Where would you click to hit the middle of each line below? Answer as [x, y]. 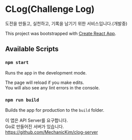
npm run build [22, 100]
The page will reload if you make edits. [45, 82]
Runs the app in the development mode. [46, 72]
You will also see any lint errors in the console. [53, 87]
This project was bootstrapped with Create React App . [61, 33]
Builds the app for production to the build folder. [55, 110]
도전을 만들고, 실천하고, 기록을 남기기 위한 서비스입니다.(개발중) [66, 23]
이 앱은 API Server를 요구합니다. [36, 120]
